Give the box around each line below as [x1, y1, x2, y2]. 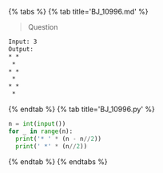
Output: [8, 45, 34, 53]
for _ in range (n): [8, 127, 74, 135]
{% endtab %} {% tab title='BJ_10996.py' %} [8, 104, 156, 114]
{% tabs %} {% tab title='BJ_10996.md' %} [8, 7, 149, 16]
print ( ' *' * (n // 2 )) [15, 142, 88, 151]
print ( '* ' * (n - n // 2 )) [15, 135, 102, 143]
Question [27, 22, 58, 31]
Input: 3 [8, 38, 38, 46]
